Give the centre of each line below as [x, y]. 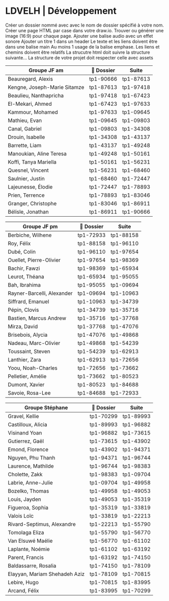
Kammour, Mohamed [33, 112]
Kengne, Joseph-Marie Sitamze [46, 87]
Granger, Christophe [32, 203]
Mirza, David [23, 326]
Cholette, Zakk [25, 474]
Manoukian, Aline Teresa [37, 153]
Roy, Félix [19, 243]
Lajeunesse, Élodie [30, 187]
